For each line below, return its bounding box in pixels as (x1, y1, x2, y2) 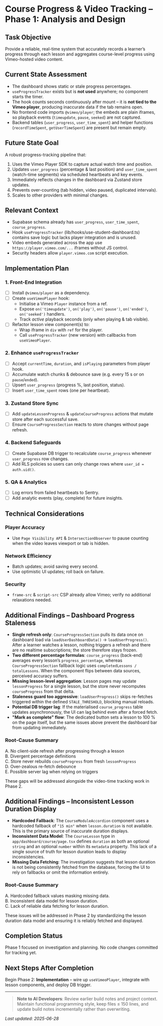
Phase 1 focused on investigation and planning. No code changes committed (5, 945, 158, 951)
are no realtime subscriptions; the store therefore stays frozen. (12, 647, 137, 653)
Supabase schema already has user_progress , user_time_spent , (12, 219, 140, 225)
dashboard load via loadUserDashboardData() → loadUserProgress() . (12, 637, 149, 643)
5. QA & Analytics (5, 478, 47, 485)
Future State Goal (5, 139, 59, 147)
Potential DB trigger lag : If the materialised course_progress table (12, 704, 143, 710)
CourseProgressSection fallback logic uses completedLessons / (12, 663, 137, 668)
